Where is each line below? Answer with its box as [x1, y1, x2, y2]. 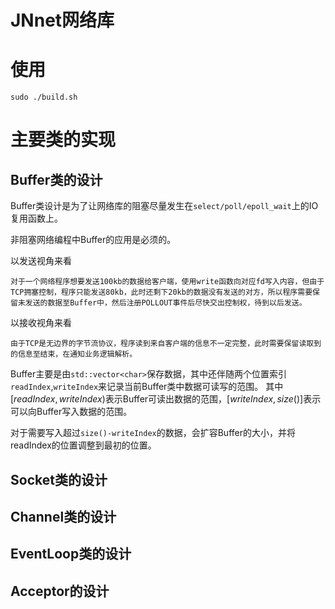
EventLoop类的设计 [10, 546, 132, 563]
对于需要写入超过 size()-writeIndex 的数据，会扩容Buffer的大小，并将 [10, 427, 296, 439]
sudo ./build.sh [10, 92, 78, 103]
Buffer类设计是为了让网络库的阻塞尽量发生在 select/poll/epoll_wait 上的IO [10, 200, 319, 212]
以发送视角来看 [10, 255, 72, 267]
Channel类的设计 [10, 508, 117, 525]
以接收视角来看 [10, 317, 72, 329]
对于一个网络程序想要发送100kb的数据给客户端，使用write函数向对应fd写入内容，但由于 [10, 277, 325, 287]
